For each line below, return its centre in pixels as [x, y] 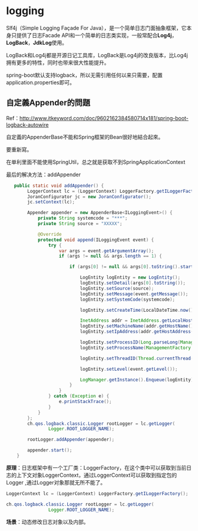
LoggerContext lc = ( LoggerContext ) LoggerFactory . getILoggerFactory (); [97, 493]
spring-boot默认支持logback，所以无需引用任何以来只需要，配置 [85, 75]
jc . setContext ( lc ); [51, 202]
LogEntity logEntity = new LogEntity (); [130, 278]
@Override [49, 234]
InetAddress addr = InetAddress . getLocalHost [137, 321]
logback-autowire [27, 124]
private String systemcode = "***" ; [82, 218]
